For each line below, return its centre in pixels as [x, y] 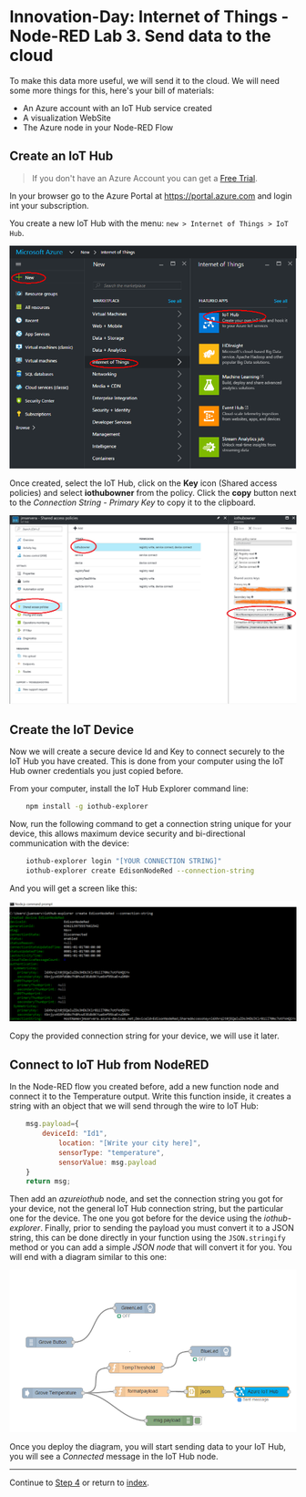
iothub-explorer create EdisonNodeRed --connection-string [140, 871]
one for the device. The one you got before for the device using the [136, 1218]
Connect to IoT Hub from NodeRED [109, 1064]
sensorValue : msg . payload [107, 1162]
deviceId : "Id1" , [75, 1134]
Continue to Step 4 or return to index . [80, 1482]
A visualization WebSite [66, 118]
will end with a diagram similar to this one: [88, 1257]
